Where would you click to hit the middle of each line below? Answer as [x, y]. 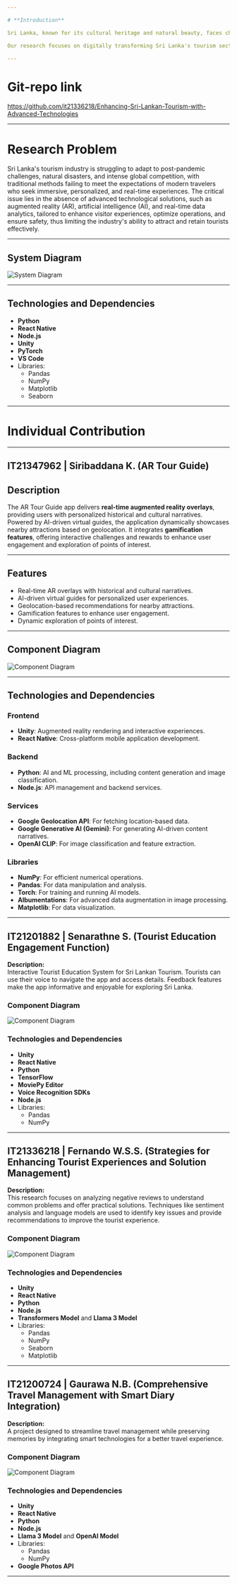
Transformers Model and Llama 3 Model [77, 1318]
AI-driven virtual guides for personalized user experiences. [103, 598]
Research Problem [62, 149]
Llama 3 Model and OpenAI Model [68, 1536]
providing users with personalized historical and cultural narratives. [105, 515]
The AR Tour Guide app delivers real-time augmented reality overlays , [111, 507]
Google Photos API [45, 1566]
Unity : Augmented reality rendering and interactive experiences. [111, 731]
